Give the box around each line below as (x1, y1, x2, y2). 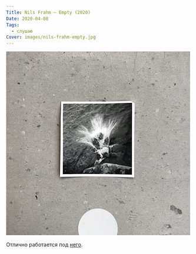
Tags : (6, 22, 19, 28)
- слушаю (11, 28, 33, 34)
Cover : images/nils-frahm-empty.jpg (6, 34, 96, 41)
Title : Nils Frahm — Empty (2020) (6, 9, 91, 15)
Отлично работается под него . (6, 241, 83, 248)
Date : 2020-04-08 (6, 15, 49, 22)
